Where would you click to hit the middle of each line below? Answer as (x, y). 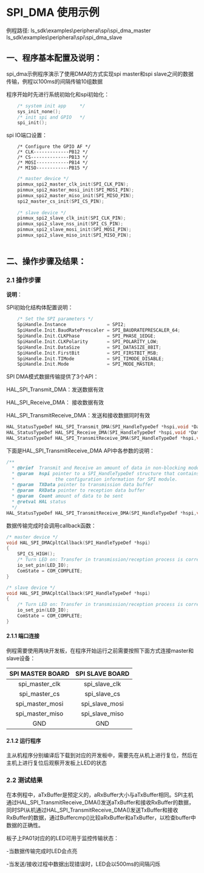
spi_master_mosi (39, 704)
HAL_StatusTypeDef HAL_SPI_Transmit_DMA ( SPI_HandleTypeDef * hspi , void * (100, 427)
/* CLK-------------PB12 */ (53, 152)
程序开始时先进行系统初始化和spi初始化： (58, 94)
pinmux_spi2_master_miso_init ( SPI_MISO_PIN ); (76, 195)
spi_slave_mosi (103, 704)
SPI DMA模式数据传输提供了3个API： (53, 377)
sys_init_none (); (39, 111)
